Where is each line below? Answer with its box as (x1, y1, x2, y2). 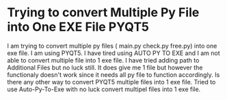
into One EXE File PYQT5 (7, 19, 149, 35)
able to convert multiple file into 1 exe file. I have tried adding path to (7, 56, 200, 64)
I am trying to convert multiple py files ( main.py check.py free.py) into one (7, 41, 217, 50)
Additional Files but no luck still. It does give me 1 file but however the (7, 63, 203, 71)
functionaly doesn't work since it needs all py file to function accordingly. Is (7, 70, 220, 79)
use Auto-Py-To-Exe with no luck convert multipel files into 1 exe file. (7, 85, 201, 93)
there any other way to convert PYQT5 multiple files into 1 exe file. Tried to (7, 78, 216, 86)
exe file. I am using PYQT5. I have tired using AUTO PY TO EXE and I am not (7, 49, 220, 57)
